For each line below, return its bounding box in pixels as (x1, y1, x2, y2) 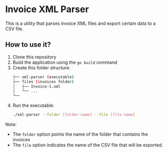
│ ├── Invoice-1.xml (12, 84, 61, 89)
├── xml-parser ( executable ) (12, 74, 74, 80)
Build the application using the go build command (12, 59, 117, 65)
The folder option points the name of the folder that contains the (12, 131, 148, 137)
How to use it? (5, 41, 51, 49)
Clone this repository (12, 54, 57, 60)
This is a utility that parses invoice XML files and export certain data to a (5, 20, 156, 26)
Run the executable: (12, 102, 55, 108)
